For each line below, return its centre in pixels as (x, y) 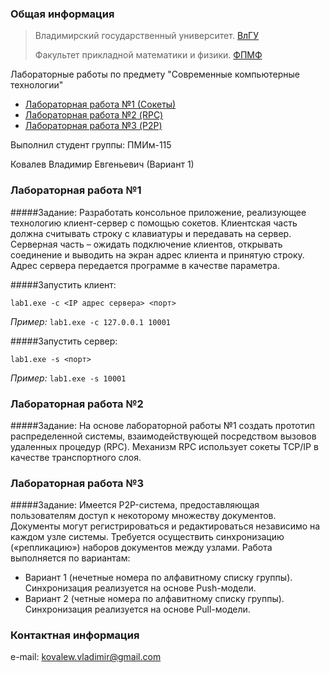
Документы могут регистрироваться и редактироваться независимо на (165, 526)
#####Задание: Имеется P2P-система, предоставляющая (135, 505)
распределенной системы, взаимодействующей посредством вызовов (163, 436)
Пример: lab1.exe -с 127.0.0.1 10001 (90, 321)
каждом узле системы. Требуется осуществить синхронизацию (147, 537)
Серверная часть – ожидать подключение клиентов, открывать (146, 244)
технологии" (37, 85)
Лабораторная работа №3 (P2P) (93, 126)
